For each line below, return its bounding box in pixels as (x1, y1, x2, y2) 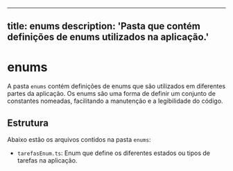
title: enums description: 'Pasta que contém (7, 20, 201, 32)
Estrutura (7, 117, 49, 129)
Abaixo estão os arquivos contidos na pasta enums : (7, 136, 151, 144)
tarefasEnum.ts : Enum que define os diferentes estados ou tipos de (17, 149, 210, 157)
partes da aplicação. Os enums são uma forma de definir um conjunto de (7, 90, 216, 98)
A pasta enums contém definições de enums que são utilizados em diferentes (7, 82, 226, 90)
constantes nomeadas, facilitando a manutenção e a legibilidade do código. (7, 97, 223, 105)
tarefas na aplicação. (17, 156, 78, 165)
